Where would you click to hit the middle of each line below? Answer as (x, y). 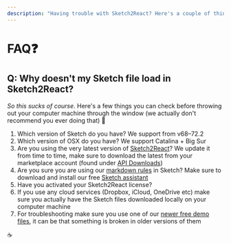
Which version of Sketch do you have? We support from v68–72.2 (110, 134)
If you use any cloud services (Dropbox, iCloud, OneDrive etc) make (113, 192)
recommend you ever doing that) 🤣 (56, 120)
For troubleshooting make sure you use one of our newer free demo (113, 214)
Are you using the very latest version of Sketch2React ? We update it (113, 148)
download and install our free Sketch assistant (82, 177)
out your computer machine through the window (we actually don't (102, 113)
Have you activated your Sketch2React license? (85, 184)
